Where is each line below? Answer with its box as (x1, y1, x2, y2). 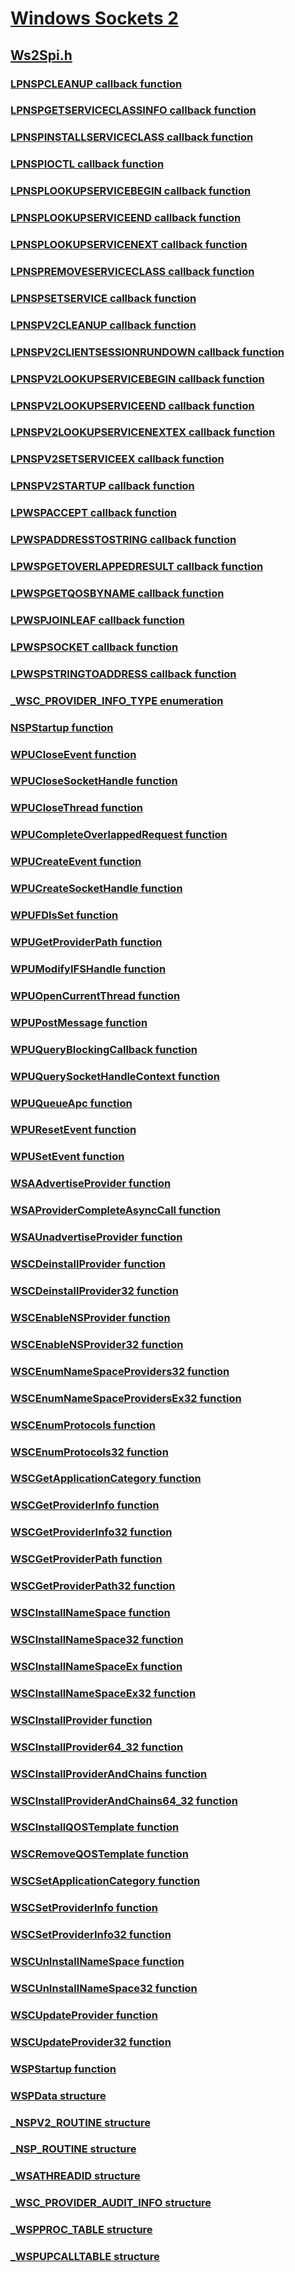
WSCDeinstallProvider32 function (10, 1283, 179, 1297)
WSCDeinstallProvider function (10, 1257, 167, 1271)
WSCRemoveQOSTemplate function (10, 1847, 189, 1861)
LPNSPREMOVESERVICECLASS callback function (10, 264, 255, 278)
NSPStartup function (10, 720, 114, 734)
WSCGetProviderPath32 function (10, 1579, 176, 1593)
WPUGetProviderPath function (10, 935, 163, 949)
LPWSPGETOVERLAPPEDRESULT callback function (10, 560, 264, 574)
